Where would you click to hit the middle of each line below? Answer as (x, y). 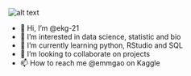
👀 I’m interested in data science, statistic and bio (100, 37)
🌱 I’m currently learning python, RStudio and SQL (102, 45)
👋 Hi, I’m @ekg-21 (49, 28)
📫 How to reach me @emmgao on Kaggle (90, 63)
